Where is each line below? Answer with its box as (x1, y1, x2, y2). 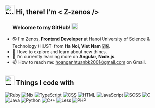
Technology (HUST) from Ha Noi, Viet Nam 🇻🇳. (12, 43, 111, 49)
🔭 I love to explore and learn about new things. (12, 48, 107, 54)
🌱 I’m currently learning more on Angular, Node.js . (12, 54, 116, 59)
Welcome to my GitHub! (12, 24, 71, 31)
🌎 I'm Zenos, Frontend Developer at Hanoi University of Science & (12, 36, 150, 42)
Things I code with (15, 79, 74, 87)
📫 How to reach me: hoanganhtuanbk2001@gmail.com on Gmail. (12, 59, 146, 65)
